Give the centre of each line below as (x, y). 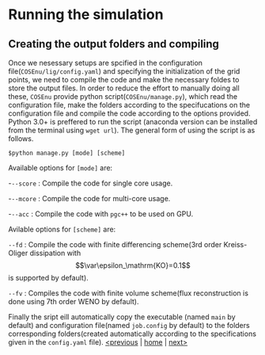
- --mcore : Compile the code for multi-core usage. (89, 198)
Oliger (18, 253)
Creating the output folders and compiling (114, 44)
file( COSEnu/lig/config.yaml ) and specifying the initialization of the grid (124, 71)
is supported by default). (48, 278)
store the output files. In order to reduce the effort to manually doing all (124, 88)
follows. (21, 139)
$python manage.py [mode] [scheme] (67, 153)
